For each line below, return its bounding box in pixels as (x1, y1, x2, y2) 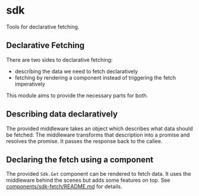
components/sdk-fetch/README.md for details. (6, 183, 123, 190)
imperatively (14, 80, 46, 87)
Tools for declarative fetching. (6, 23, 80, 30)
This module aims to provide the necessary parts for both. (6, 91, 149, 99)
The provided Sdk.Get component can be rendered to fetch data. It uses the (6, 170, 191, 178)
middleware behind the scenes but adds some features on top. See (6, 176, 170, 184)
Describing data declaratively (6, 109, 118, 119)
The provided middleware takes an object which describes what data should (6, 125, 193, 132)
